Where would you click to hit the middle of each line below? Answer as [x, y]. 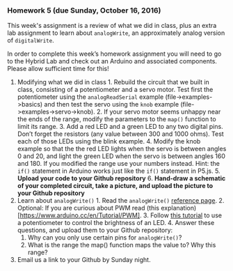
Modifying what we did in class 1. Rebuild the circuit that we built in [113, 82]
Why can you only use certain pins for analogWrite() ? [105, 238]
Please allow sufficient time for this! [58, 69]
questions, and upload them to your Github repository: [95, 230]
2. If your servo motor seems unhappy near [159, 112]
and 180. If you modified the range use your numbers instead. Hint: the [119, 164]
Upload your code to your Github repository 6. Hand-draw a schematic [121, 178]
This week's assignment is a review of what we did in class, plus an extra [112, 26]
